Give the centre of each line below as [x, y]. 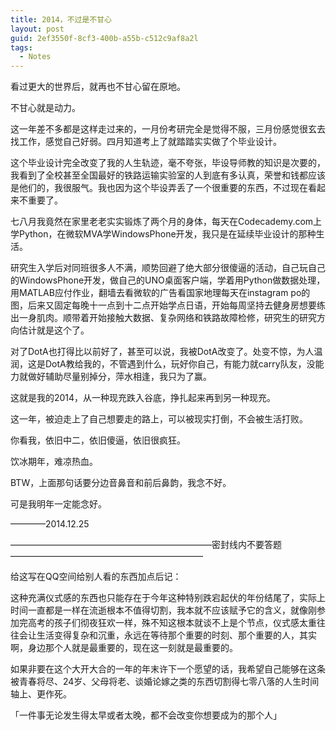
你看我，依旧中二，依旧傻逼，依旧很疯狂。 [98, 440]
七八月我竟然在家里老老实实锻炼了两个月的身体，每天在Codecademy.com [162, 222]
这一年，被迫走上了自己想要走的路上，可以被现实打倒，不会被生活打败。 [159, 419]
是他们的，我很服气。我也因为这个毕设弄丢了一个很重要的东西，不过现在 [159, 188]
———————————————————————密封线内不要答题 [146, 545]
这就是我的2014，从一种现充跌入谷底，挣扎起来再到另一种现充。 [143, 398]
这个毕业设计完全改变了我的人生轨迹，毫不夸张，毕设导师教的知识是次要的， [168, 163]
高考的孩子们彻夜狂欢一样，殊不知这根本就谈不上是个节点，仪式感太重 [172, 623]
